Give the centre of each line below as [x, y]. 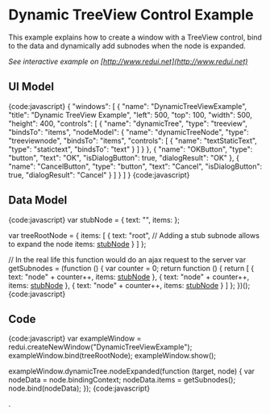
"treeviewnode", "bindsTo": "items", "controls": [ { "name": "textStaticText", [133, 140]
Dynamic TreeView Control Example [131, 15]
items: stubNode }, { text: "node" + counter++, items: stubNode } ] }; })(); [129, 285]
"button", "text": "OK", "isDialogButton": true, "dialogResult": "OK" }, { [124, 157]
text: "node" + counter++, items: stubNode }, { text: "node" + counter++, [129, 277]
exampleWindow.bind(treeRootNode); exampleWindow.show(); [112, 356]
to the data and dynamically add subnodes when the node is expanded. [127, 45]
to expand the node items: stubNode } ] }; [77, 244]
